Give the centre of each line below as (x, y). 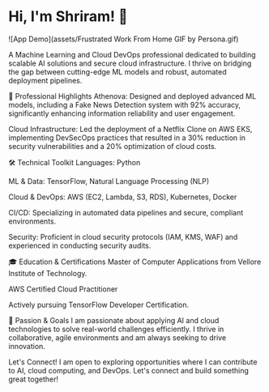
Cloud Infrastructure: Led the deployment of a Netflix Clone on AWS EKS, (130, 129)
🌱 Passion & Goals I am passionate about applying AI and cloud (114, 320)
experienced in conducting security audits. (80, 245)
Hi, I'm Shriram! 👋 (68, 17)
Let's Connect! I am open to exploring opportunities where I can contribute (133, 362)
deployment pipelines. (45, 80)
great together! (34, 379)
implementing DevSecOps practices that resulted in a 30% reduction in (127, 138)
